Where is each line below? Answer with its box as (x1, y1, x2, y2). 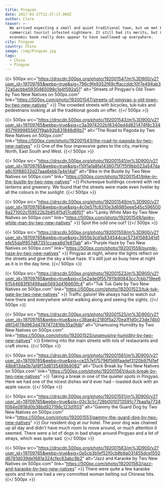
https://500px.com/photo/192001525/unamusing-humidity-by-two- (17, 333, 154, 338)
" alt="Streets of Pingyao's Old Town (80, 86, 155, 92)
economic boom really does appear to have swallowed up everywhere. (9, 35, 154, 40)
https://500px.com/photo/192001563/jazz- (66, 461, 153, 467)
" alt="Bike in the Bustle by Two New (76, 168, 151, 174)
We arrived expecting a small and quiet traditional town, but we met (9, 26, 158, 31)
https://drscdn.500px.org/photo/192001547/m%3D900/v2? (38, 76, 159, 82)
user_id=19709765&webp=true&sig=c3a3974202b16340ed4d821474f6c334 (5, 122, 161, 128)
